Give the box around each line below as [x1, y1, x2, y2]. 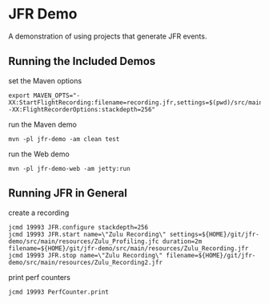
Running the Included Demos [8, 55, 156, 68]
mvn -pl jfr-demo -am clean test [8, 135, 120, 143]
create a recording [8, 208, 70, 217]
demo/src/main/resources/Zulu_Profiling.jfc [8, 237, 159, 245]
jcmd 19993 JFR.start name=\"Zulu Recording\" [8, 230, 167, 238]
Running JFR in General [8, 186, 128, 201]
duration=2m [162, 237, 203, 245]
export [8, 91, 30, 99]
